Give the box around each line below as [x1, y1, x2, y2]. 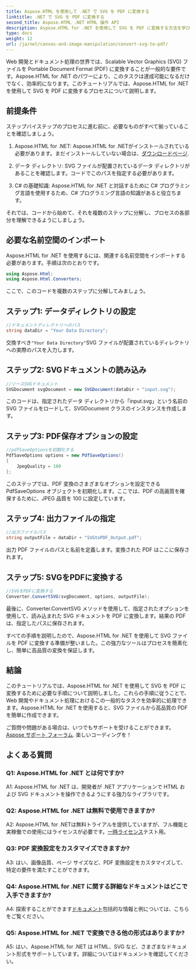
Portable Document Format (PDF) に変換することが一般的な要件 [27, 65, 181, 72]
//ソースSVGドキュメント [6, 381, 58, 387]
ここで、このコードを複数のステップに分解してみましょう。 [6, 287, 149, 294]
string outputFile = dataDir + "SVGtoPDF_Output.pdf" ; [6, 535, 142, 541]
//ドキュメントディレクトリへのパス [6, 323, 80, 328]
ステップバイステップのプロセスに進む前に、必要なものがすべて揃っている [6, 122, 184, 129]
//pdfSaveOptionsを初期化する [6, 447, 74, 453]
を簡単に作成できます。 [6, 711, 62, 718]
